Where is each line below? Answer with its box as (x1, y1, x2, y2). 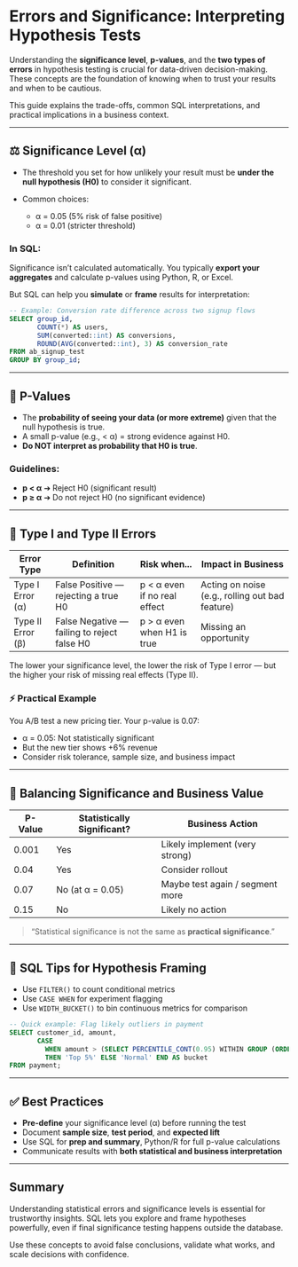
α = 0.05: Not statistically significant (21, 733, 155, 744)
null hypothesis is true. (21, 421, 106, 432)
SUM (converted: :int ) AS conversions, (36, 331, 176, 340)
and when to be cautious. (9, 83, 102, 93)
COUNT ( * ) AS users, (36, 322, 109, 332)
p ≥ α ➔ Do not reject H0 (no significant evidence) (21, 492, 206, 503)
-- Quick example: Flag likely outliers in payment (9, 1020, 204, 1029)
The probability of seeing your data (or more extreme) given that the (21, 412, 277, 422)
